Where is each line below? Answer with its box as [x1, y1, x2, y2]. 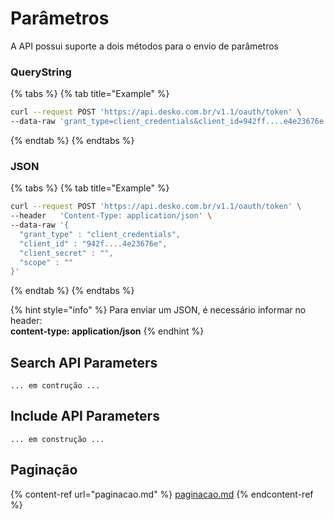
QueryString [10, 65, 72, 79]
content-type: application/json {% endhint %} [10, 325, 205, 337]
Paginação [10, 462, 78, 479]
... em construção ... [10, 434, 105, 444]
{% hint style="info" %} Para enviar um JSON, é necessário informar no [10, 304, 307, 316]
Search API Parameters [10, 354, 158, 371]
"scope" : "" [19, 257, 74, 267]
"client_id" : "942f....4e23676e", [19, 238, 168, 249]
